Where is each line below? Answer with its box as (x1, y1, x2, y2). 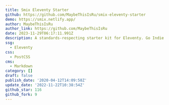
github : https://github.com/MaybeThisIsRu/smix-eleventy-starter (5, 12, 146, 17)
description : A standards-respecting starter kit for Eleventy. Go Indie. (5, 36, 166, 41)
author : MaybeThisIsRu (5, 21, 53, 27)
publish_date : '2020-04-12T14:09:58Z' (5, 78, 87, 83)
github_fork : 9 (5, 92, 37, 97)
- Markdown (10, 64, 33, 69)
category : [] (5, 69, 33, 74)
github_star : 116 (5, 87, 42, 92)
